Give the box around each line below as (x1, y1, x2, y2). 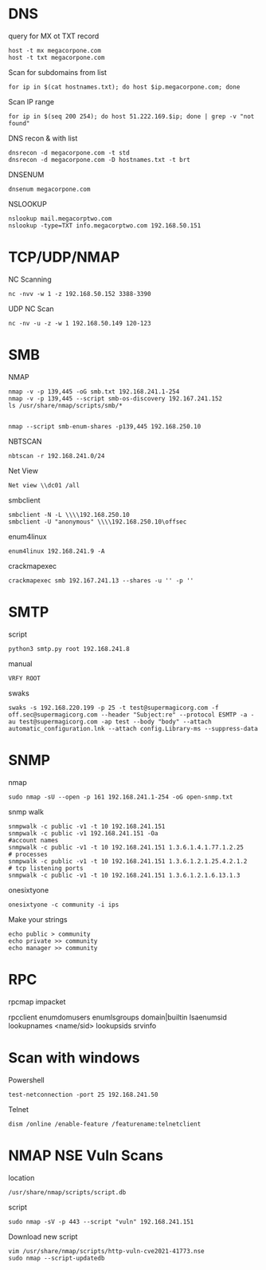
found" (8, 119, 30, 128)
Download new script (8, 1232, 78, 1241)
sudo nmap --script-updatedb (8, 1254, 105, 1262)
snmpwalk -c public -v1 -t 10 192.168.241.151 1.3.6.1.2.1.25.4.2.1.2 (8, 857, 248, 866)
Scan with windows (8, 1048, 140, 1067)
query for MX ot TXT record (8, 31, 100, 41)
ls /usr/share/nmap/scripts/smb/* (8, 401, 123, 409)
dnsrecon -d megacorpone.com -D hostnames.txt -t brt (8, 156, 191, 164)
